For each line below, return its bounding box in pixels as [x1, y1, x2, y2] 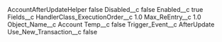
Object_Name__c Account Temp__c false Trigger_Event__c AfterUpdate [7, 20, 215, 29]
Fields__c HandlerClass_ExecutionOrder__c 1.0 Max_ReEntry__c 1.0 [7, 13, 201, 21]
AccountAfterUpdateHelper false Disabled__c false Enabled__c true [7, 6, 204, 13]
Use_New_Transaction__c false [7, 28, 98, 36]
